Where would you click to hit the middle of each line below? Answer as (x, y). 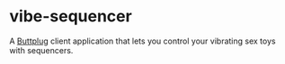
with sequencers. (41, 50)
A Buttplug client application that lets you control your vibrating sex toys (142, 41)
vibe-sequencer (71, 16)
